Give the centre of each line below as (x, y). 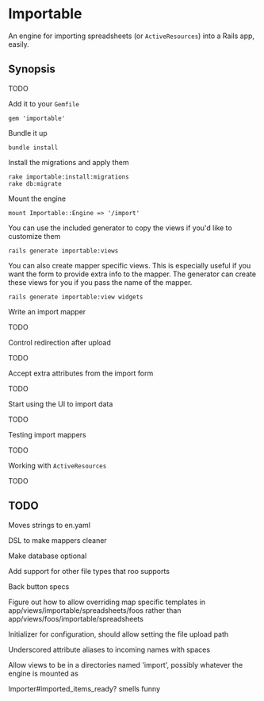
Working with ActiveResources (57, 465)
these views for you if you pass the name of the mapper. (100, 282)
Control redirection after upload (59, 342)
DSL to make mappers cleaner (57, 540)
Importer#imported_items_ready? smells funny (84, 688)
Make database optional (48, 556)
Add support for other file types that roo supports (89, 571)
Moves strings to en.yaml (50, 525)
